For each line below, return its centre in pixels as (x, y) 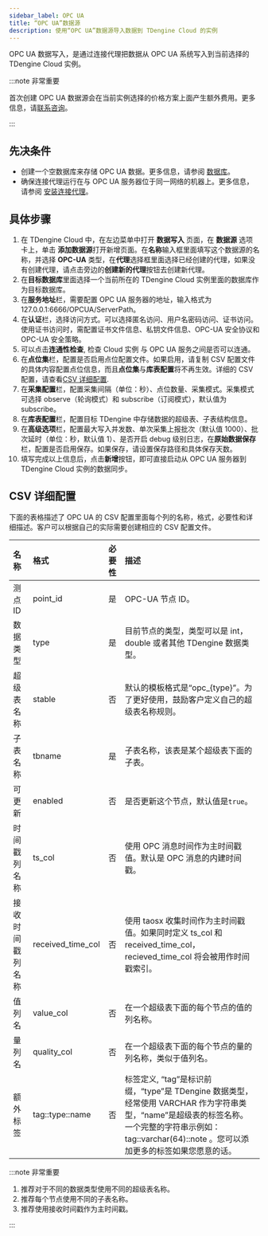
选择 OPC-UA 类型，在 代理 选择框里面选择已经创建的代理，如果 (145, 259)
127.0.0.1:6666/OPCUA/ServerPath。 (80, 309)
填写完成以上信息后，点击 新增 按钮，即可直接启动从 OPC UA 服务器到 (134, 459)
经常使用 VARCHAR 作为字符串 (182, 1103)
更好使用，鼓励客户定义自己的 (188, 700)
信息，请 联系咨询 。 (41, 108)
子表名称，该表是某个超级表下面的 (188, 750)
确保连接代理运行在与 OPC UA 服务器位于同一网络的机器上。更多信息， (137, 182)
